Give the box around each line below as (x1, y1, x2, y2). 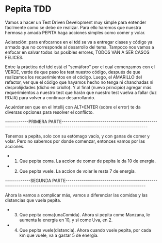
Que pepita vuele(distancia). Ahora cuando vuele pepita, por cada (19, 227, 151, 233)
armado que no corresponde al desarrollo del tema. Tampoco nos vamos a (5, 44, 154, 50)
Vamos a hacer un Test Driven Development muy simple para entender (5, 19, 146, 25)
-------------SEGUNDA (5, 178, 51, 183)
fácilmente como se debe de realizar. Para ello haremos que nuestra (5, 24, 142, 30)
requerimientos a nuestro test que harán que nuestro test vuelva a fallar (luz (5, 90, 157, 95)
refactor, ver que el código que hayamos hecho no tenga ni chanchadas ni (5, 79, 154, 85)
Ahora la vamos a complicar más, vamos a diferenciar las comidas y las (5, 192, 148, 198)
